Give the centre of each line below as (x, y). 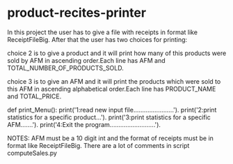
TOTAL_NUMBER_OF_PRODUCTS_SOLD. (65, 68)
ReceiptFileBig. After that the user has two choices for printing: (97, 39)
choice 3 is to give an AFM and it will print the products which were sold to (114, 81)
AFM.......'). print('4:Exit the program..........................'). (84, 124)
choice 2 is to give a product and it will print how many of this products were (117, 53)
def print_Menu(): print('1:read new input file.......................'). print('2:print (112, 110)
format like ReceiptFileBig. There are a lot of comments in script (98, 145)
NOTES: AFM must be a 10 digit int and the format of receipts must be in (111, 138)
